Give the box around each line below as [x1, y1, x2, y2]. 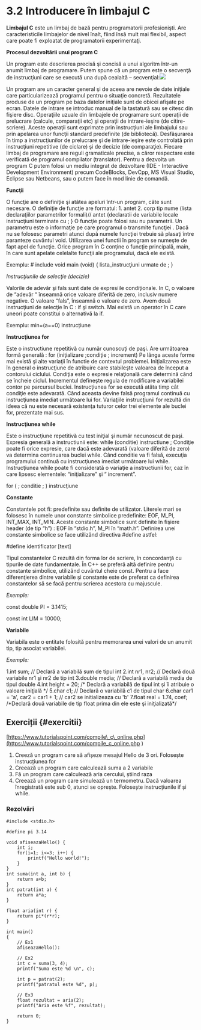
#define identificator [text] [6, 543, 71, 550]
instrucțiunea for [14, 757, 56, 765]
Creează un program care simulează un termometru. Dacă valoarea [14, 777, 182, 784]
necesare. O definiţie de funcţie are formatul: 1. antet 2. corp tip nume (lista [6, 205, 192, 212]
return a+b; [17, 877, 47, 883]
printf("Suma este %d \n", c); [17, 966, 95, 972]
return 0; [17, 1013, 42, 1019]
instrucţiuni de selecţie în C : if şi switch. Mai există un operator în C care [6, 303, 187, 310]
